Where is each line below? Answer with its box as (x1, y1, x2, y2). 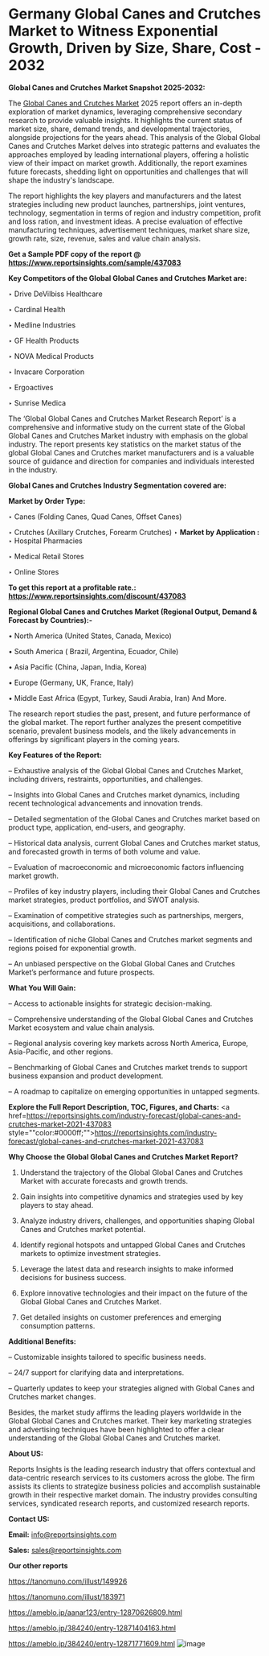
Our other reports (8, 1560, 68, 1570)
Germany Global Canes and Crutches (8, 5, 261, 23)
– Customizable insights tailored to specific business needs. (8, 1352, 206, 1361)
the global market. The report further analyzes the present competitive (8, 717, 243, 727)
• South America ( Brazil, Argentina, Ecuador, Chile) (8, 646, 179, 656)
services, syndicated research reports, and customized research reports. (8, 1498, 251, 1508)
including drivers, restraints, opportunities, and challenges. (8, 774, 203, 784)
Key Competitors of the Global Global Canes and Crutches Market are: (8, 273, 247, 282)
